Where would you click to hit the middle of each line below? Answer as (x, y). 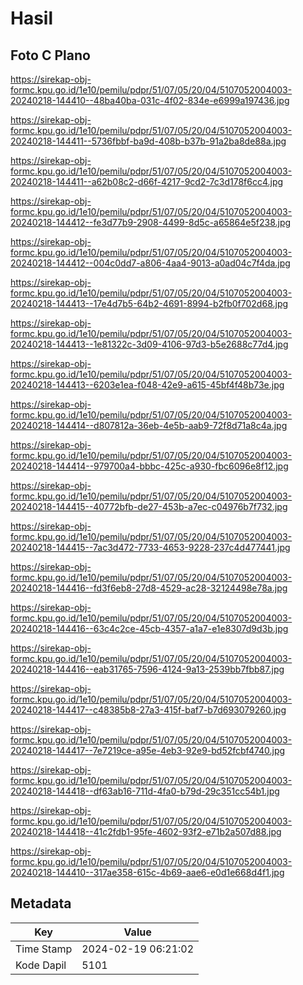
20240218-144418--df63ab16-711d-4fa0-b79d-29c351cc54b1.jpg (145, 791)
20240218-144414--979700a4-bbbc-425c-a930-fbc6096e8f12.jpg (149, 466)
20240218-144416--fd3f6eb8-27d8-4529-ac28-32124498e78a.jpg (149, 588)
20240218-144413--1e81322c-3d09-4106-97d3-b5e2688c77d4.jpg (149, 344)
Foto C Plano (50, 55)
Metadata (41, 903)
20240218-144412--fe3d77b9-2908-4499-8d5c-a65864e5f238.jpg (151, 222)
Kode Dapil (41, 965)
